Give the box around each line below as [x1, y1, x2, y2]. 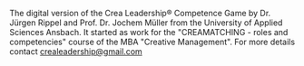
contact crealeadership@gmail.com [9, 46, 142, 57]
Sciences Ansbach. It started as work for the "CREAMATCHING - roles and [9, 27, 289, 37]
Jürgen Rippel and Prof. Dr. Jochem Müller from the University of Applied [9, 17, 283, 28]
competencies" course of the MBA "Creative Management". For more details [9, 36, 296, 47]
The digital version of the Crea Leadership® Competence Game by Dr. [9, 8, 271, 18]
